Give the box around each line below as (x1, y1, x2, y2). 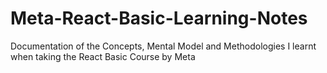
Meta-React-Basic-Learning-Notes (10, 7, 308, 30)
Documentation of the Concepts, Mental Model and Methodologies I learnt (10, 40, 317, 52)
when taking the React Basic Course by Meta (10, 50, 196, 62)
